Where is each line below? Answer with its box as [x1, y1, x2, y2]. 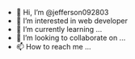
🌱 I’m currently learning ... [15, 25, 103, 33]
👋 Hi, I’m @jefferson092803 [15, 8, 109, 17]
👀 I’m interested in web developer [15, 16, 128, 26]
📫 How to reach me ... [15, 42, 91, 51]
